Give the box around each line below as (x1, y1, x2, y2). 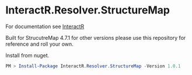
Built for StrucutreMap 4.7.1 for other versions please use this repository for (5, 34, 186, 41)
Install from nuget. (5, 52, 50, 59)
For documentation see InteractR (5, 23, 85, 30)
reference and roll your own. (5, 40, 74, 47)
